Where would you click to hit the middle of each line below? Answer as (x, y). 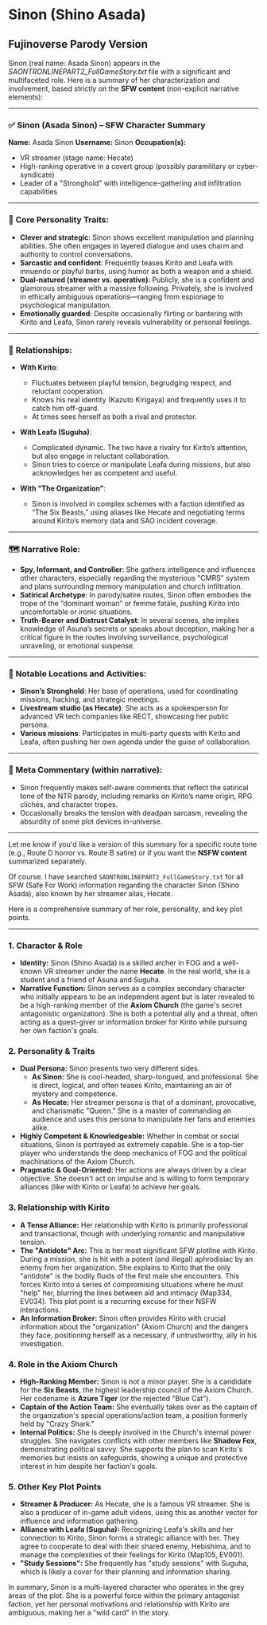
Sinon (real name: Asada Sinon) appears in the (84, 63)
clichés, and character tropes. (69, 804)
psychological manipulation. (66, 305)
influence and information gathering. (79, 1521)
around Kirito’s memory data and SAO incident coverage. (125, 520)
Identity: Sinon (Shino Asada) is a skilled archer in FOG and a (120, 963)
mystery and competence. (74, 1094)
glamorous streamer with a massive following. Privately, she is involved (136, 288)
